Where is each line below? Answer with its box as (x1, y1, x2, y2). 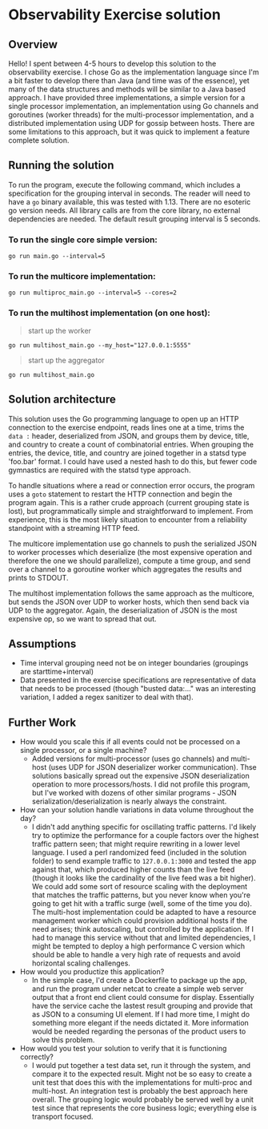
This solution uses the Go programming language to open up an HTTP (8, 414, 239, 423)
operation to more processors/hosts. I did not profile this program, (31, 779, 250, 789)
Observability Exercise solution (8, 6, 222, 24)
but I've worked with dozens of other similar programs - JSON (31, 788, 238, 798)
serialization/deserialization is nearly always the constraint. (31, 796, 227, 807)
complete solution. (8, 136, 70, 145)
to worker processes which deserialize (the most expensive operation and (8, 547, 252, 556)
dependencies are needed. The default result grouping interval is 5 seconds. (8, 214, 261, 224)
